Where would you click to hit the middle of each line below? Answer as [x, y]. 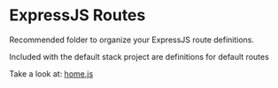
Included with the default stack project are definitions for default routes [139, 56]
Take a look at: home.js [51, 73]
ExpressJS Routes [77, 15]
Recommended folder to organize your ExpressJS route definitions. [132, 40]
